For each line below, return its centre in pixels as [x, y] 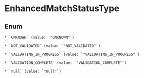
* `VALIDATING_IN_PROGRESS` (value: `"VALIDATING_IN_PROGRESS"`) [72, 54]
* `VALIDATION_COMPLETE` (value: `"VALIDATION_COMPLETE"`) [66, 63]
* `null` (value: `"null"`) [33, 71]
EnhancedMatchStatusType [62, 8]
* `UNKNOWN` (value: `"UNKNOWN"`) [40, 37]
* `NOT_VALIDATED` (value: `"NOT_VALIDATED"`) [53, 46]
